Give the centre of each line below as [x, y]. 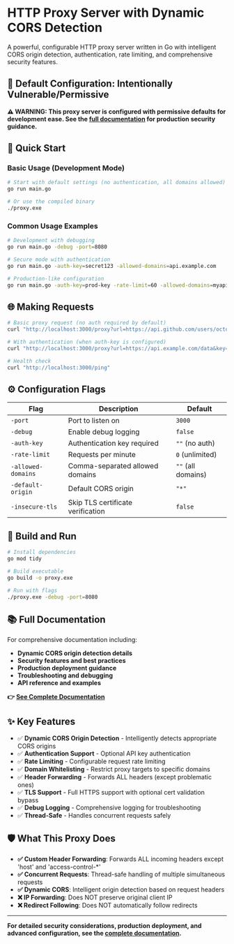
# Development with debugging [51, 241]
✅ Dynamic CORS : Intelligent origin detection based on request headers [121, 889]
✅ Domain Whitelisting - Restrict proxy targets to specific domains [114, 770]
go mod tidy [24, 559]
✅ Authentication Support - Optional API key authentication [104, 754]
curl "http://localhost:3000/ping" [59, 368]
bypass [28, 800]
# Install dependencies [42, 553]
